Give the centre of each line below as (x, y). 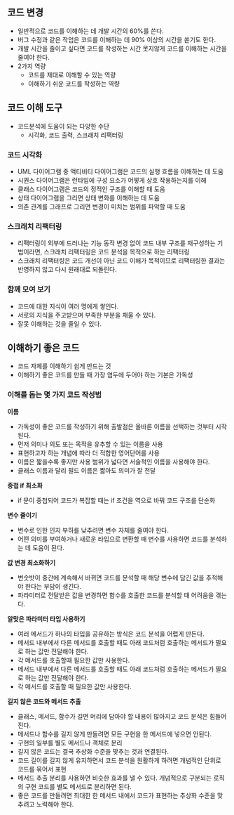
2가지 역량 (32, 66)
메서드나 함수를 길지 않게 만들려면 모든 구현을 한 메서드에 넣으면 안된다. (115, 733)
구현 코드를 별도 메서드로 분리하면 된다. (78, 786)
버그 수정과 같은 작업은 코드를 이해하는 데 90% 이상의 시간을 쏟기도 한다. (116, 39)
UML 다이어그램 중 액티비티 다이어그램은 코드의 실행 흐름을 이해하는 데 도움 (121, 171)
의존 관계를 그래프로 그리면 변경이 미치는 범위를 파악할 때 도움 (101, 207)
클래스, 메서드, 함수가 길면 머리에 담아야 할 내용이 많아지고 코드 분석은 (112, 716)
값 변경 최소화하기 (32, 562)
